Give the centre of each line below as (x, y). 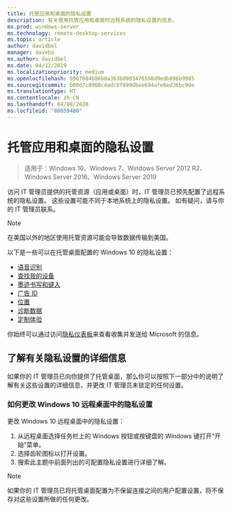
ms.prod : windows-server (43, 26)
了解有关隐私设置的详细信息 (67, 358)
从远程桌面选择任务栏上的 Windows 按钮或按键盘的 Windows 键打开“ (116, 435)
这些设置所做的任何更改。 (56, 499)
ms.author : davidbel (37, 59)
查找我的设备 (36, 275)
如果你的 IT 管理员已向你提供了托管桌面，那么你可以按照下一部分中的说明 (113, 376)
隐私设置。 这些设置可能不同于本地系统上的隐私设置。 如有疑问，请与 (118, 200)
